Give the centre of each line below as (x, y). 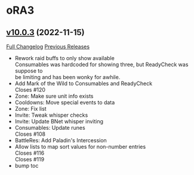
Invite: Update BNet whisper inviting (59, 121)
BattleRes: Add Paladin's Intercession (61, 140)
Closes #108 (30, 134)
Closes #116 (30, 153)
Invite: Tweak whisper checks (51, 115)
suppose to (29, 71)
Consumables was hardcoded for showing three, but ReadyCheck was (101, 64)
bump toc (27, 165)
